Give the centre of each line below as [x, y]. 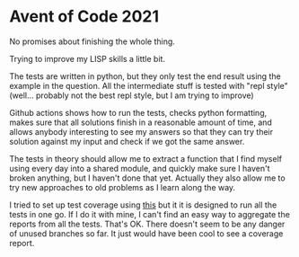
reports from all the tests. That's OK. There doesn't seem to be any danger [147, 224]
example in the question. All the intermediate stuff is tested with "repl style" [149, 85]
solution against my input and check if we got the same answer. [127, 141]
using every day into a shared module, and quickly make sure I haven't [140, 168]
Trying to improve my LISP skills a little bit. [88, 58]
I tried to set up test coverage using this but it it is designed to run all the [143, 205]
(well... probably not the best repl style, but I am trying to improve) [132, 95]
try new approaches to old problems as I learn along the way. [123, 187]
